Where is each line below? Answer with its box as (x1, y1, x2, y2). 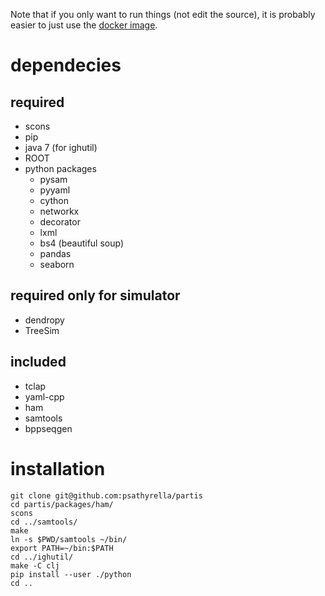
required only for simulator (10, 287, 181, 304)
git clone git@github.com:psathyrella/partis (10, 490, 203, 501)
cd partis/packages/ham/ (10, 499, 114, 509)
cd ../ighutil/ (10, 552, 74, 562)
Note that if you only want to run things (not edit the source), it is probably (10, 9, 316, 20)
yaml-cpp (24, 390, 65, 403)
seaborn (39, 259, 75, 270)
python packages (24, 163, 97, 174)
